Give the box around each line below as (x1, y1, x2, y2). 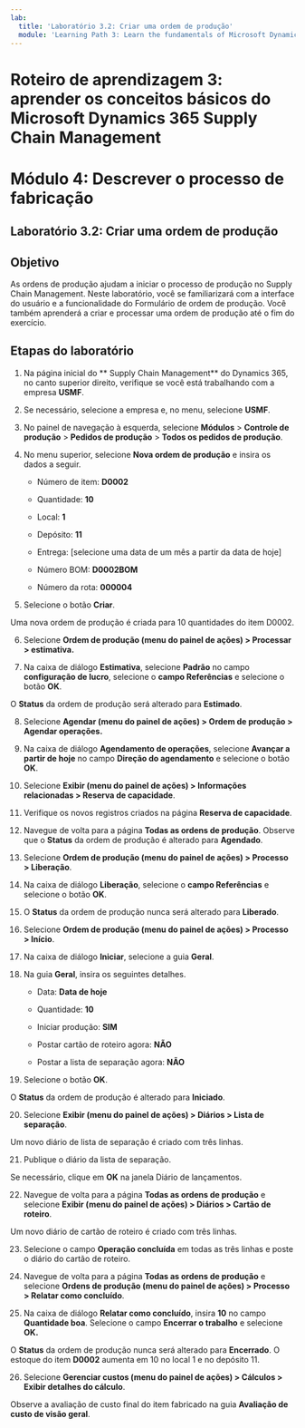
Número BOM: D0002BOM (36, 564, 138, 575)
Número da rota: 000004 (36, 581, 133, 592)
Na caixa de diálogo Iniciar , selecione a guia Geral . (23, 951, 214, 962)
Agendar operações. (23, 725, 103, 736)
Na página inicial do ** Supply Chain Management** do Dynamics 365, (23, 367, 289, 378)
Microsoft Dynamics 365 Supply (10, 108, 258, 128)
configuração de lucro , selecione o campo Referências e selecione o (23, 671, 285, 682)
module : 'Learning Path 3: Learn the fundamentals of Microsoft (18, 30, 266, 39)
